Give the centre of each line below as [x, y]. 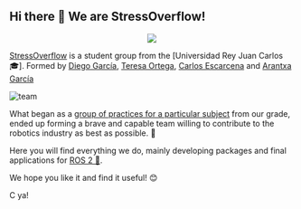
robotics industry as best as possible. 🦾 [83, 133]
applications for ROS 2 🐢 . [56, 160]
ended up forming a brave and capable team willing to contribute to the [142, 123]
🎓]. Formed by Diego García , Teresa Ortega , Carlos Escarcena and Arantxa [150, 65]
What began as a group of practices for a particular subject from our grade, [150, 113]
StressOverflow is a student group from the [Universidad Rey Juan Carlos [146, 55]
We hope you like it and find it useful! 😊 [84, 177]
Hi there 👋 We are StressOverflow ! [108, 17]
